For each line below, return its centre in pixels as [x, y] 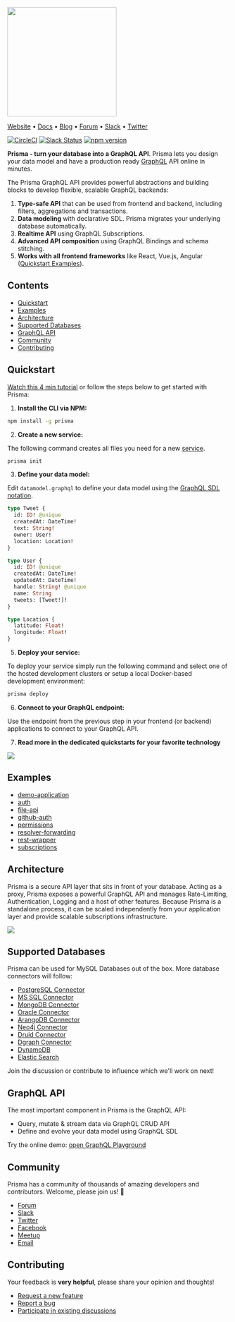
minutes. [20, 169]
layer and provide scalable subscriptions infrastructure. [87, 916]
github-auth [34, 817]
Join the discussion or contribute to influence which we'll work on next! [111, 1071]
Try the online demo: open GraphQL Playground [77, 1145]
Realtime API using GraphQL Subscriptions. [81, 234]
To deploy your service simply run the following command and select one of [118, 666]
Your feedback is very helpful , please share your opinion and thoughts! [111, 1282]
